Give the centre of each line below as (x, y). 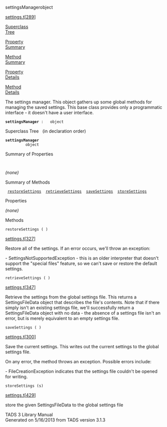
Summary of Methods (28, 182)
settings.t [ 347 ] (21, 287)
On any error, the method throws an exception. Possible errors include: (78, 362)
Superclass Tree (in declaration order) (46, 131)
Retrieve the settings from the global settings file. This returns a (71, 297)
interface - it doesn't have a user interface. (49, 113)
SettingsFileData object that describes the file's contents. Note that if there (82, 302)
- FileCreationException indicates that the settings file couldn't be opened (81, 371)
